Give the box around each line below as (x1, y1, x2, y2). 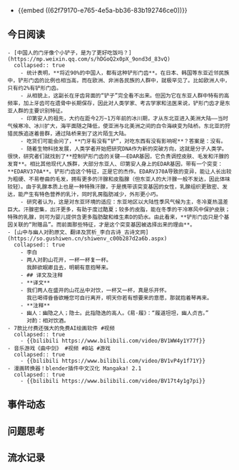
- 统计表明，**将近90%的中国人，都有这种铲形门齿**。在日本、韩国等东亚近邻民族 (20, 69, 230, 76)
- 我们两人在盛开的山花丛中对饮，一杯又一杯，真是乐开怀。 (20, 286, 171, 294)
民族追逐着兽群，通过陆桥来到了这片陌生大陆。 (12, 130, 130, 137)
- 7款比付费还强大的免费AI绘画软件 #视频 (7, 324, 116, 331)
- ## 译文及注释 (20, 271, 63, 279)
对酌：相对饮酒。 (26, 317, 70, 324)
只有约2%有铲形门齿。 (7, 84, 62, 91)
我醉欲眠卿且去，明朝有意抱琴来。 (26, 264, 112, 271)
